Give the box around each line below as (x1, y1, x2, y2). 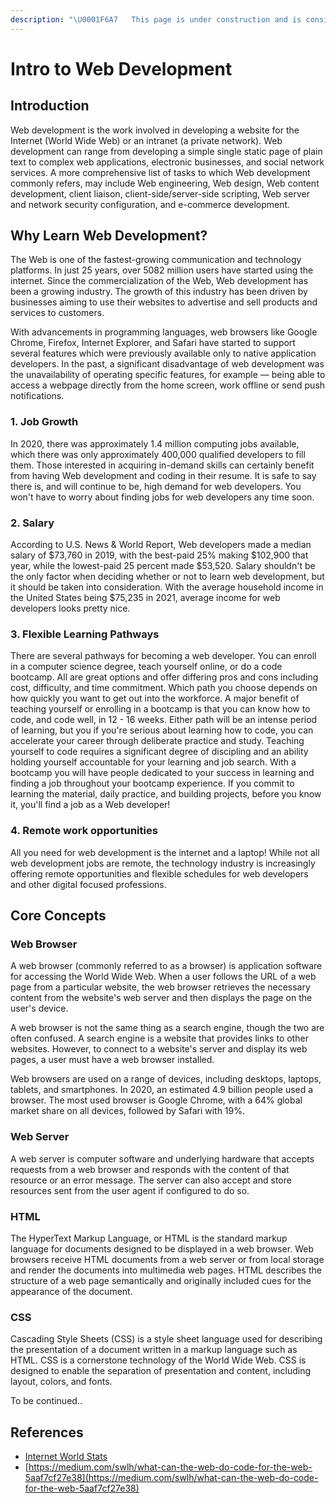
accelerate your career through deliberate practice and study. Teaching (10, 735, 305, 747)
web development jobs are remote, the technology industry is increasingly (10, 857, 316, 869)
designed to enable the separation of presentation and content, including (10, 1365, 312, 1377)
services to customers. (10, 307, 105, 319)
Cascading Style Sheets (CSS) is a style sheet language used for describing (10, 1333, 323, 1345)
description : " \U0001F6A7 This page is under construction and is (10, 14, 302, 25)
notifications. (10, 390, 65, 402)
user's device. (10, 1002, 69, 1015)
